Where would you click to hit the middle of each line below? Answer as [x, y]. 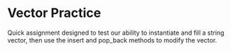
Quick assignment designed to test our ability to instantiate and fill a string [116, 33]
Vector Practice [54, 13]
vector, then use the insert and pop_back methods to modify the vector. [112, 40]
